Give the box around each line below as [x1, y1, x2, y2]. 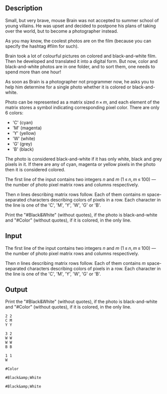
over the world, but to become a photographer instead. [5, 28, 118, 34]
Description [5, 4, 42, 13]
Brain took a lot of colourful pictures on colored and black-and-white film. [5, 53, 156, 59]
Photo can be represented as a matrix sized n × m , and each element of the [5, 99, 160, 105]
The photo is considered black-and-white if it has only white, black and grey [5, 156, 162, 162]
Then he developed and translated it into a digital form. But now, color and [5, 58, 158, 64]
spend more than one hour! [5, 69, 61, 75]
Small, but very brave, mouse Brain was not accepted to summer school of [5, 17, 159, 23]
